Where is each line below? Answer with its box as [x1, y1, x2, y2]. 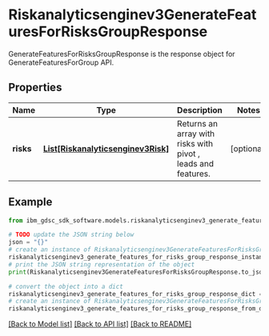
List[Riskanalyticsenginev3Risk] [42, 142, 170, 154]
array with [177, 128, 215, 139]
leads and [177, 158, 215, 169]
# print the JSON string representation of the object [8, 260, 195, 269]
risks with [177, 138, 214, 149]
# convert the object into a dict [8, 282, 124, 290]
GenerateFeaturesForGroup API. [8, 58, 114, 67]
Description [177, 104, 223, 115]
